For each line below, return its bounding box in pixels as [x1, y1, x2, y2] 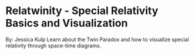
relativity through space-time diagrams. [5, 42, 101, 49]
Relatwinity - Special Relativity [5, 4, 159, 18]
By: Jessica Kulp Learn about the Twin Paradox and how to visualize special [5, 36, 189, 43]
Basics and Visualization [5, 16, 128, 30]
